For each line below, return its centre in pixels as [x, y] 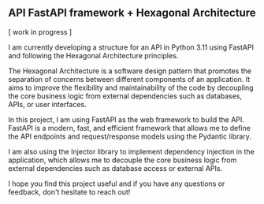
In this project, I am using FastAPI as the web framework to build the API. [126, 119]
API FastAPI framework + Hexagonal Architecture [132, 13]
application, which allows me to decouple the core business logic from [123, 160]
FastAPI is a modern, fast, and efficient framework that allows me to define [129, 128]
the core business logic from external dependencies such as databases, [125, 96]
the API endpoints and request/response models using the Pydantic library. [130, 136]
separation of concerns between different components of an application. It [129, 79]
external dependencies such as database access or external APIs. [115, 168]
